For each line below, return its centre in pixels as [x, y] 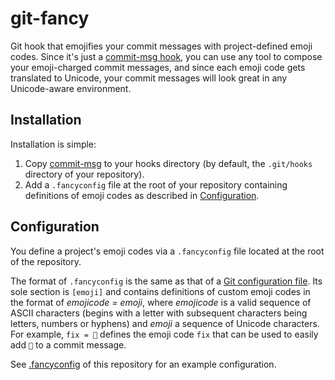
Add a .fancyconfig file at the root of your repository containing [156, 184]
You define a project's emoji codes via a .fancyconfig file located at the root [167, 251]
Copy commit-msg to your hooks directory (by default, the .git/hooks [168, 163]
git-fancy [50, 18]
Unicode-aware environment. [71, 88]
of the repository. [46, 261]
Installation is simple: [53, 144]
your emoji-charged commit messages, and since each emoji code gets [158, 67]
